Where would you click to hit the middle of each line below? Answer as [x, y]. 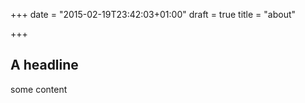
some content [39, 89]
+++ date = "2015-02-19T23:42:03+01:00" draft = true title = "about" [153, 14]
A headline [44, 65]
